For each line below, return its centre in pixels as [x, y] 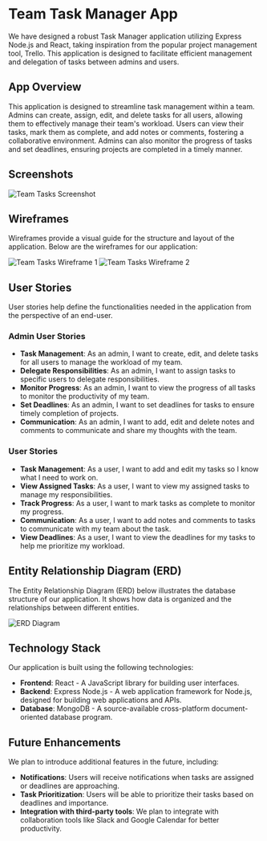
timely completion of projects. [69, 414]
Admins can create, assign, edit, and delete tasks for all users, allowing [125, 115]
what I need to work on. [59, 477]
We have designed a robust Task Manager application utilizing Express [125, 36]
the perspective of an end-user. [61, 316]
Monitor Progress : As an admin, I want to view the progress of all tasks [138, 388]
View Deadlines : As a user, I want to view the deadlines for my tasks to [138, 537]
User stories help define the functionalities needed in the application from [130, 307]
